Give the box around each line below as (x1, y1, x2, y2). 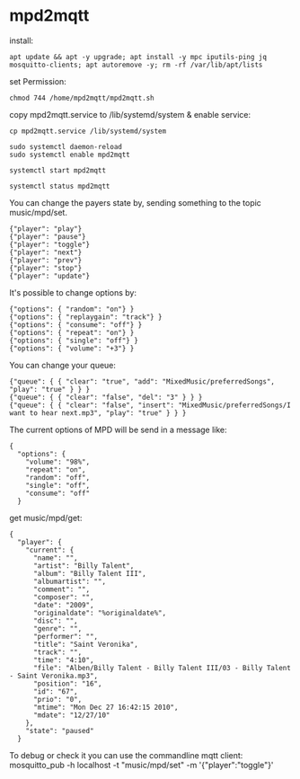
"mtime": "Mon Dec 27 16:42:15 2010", (32, 703, 179, 712)
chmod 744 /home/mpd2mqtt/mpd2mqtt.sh (9, 93, 154, 102)
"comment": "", (32, 585, 91, 594)
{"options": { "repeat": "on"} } (9, 328, 135, 337)
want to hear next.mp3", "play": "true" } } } (9, 408, 187, 418)
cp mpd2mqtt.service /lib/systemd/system (9, 127, 167, 136)
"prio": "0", (32, 695, 83, 704)
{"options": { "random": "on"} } (9, 305, 135, 314)
